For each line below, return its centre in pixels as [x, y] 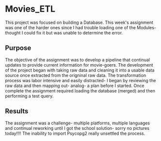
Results [17, 111]
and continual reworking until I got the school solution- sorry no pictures [77, 128]
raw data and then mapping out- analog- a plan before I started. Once [75, 86]
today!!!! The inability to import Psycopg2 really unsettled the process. [75, 133]
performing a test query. [29, 96]
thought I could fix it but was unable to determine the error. [64, 33]
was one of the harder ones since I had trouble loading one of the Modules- [81, 27]
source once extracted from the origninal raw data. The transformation [76, 75]
